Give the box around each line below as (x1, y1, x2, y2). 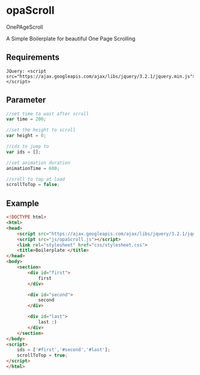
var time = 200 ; (6, 116, 46, 123)
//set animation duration (6, 160, 70, 166)
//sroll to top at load (6, 176, 65, 182)
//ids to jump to (6, 144, 49, 150)
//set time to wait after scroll (6, 111, 89, 117)
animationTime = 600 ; (6, 165, 60, 171)
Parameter (6, 95, 46, 105)
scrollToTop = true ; (17, 352, 68, 359)
